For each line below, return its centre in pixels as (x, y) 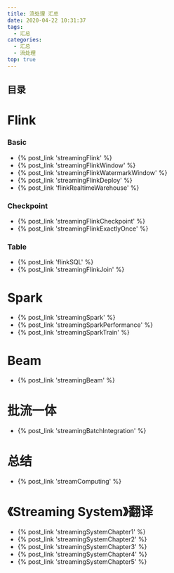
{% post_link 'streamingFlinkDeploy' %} (75, 180)
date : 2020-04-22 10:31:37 (47, 20)
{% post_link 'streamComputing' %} (69, 481)
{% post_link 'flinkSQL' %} (55, 262)
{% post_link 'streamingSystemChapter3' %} (82, 546)
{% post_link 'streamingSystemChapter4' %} (82, 554)
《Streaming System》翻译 (80, 512)
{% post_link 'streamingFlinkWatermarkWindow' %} (92, 172)
